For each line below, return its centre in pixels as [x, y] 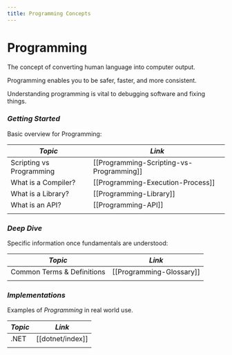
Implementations [36, 296]
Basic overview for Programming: [55, 134]
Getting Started [34, 119]
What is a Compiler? [43, 182]
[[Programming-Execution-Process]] [154, 182]
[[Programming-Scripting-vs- [143, 162]
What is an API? [36, 204]
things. [17, 101]
